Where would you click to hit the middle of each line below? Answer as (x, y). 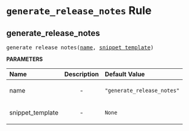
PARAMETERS (25, 59)
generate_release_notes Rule (79, 11)
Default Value (125, 74)
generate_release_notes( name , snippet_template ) (80, 47)
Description (81, 74)
